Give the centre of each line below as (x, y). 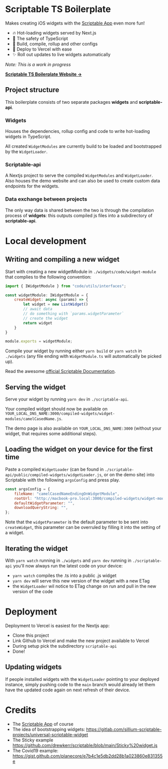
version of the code (32, 591)
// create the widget (46, 318)
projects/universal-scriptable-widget (50, 734)
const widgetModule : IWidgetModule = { (47, 295)
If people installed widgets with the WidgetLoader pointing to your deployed (82, 679)
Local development (46, 241)
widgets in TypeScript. (28, 137)
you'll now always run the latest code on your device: (68, 565)
